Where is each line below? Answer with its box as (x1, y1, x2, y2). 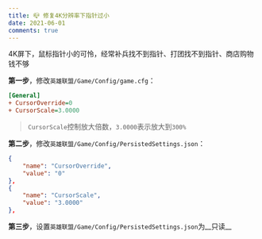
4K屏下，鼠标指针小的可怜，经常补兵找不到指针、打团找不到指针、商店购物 (8, 49, 254, 59)
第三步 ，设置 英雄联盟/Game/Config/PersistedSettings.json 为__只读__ (8, 222, 232, 231)
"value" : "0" (22, 169, 66, 177)
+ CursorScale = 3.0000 (8, 106, 80, 115)
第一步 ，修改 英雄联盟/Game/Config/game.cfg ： (8, 76, 156, 86)
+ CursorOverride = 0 (8, 99, 73, 107)
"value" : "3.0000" (22, 199, 83, 207)
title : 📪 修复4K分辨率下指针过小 (8, 11, 110, 20)
